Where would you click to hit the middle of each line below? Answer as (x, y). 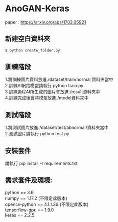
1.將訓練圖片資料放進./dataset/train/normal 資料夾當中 (59, 79)
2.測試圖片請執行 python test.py (37, 134)
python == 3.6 (19, 192)
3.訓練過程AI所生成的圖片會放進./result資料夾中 (53, 92)
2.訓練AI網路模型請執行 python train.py (44, 86)
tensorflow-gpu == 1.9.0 (30, 210)
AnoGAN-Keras (37, 9)
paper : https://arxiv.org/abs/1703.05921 (46, 22)
